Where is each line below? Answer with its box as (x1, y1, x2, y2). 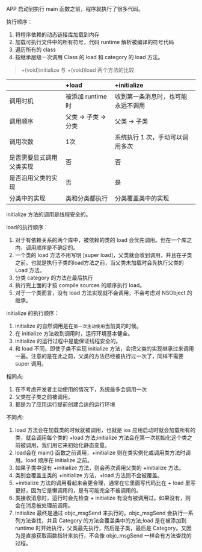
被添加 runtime (65, 92, 107, 101)
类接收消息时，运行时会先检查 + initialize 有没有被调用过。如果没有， (14, 494, 186, 501)
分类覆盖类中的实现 (114, 194, 170, 202)
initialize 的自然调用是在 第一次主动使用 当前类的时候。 (14, 322, 142, 329)
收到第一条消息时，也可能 (114, 92, 188, 101)
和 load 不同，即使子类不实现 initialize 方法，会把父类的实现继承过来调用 (14, 345, 194, 352)
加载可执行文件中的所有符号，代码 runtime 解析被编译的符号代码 (14, 39, 174, 45)
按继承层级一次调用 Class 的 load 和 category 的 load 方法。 (14, 54, 164, 60)
